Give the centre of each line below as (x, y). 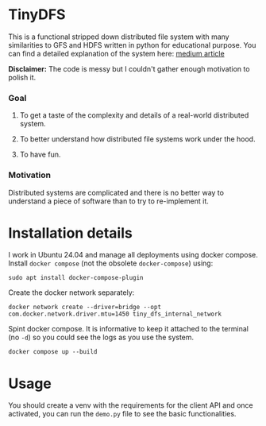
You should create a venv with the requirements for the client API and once (131, 405)
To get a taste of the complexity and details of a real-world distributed (134, 115)
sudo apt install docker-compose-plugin (76, 278)
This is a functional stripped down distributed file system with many (119, 37)
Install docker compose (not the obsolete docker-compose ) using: (111, 263)
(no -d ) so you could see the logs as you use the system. (101, 337)
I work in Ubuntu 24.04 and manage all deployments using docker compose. (133, 255)
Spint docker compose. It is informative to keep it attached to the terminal (128, 329)
